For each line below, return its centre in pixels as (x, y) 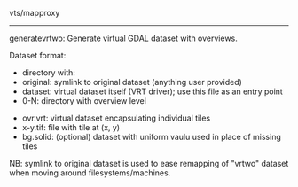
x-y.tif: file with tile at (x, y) (71, 127)
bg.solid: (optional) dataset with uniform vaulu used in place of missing (152, 137)
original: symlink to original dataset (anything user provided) (132, 82)
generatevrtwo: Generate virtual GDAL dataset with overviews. (123, 38)
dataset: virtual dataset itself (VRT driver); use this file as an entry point (153, 91)
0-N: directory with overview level (84, 101)
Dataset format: (38, 55)
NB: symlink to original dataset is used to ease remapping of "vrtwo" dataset (149, 164)
